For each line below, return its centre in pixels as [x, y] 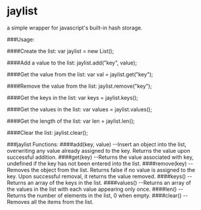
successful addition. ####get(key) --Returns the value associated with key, [100, 157]
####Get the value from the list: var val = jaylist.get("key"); [80, 74]
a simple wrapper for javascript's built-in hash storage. [75, 28]
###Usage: [21, 39]
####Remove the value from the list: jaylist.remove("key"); [79, 86]
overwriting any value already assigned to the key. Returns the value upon [98, 150]
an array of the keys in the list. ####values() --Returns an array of [109, 182]
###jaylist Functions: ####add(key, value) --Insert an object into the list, [97, 144]
